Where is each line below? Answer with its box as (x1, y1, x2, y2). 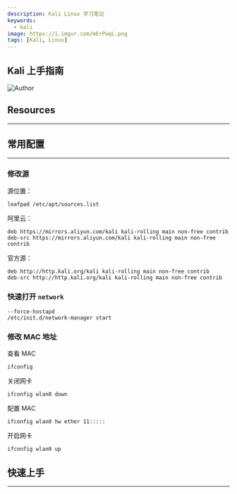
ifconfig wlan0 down (7, 391, 68, 398)
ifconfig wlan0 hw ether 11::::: (7, 418, 106, 425)
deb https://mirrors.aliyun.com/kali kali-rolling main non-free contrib (7, 228, 229, 235)
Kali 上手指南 (7, 64, 64, 76)
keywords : (7, 17, 37, 24)
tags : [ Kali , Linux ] (7, 37, 68, 44)
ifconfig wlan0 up (7, 446, 61, 453)
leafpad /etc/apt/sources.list (7, 201, 99, 208)
